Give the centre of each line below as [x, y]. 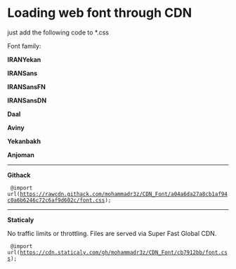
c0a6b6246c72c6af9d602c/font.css [56, 200]
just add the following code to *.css [58, 32]
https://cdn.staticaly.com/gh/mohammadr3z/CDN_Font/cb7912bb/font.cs [124, 252]
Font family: [24, 46]
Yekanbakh [24, 141]
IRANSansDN [27, 100]
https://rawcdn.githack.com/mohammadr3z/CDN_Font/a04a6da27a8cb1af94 [124, 194]
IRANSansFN [26, 86]
